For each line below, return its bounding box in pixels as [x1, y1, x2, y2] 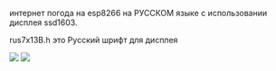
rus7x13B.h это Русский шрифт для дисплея [9, 35, 178, 45]
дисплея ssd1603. [9, 17, 78, 28]
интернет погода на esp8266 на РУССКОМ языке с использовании [9, 8, 268, 18]
